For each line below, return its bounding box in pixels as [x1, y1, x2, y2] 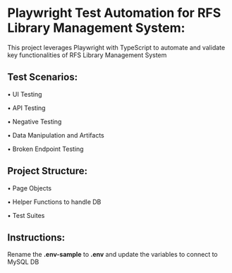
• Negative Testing [7, 117, 62, 126]
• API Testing [7, 104, 46, 112]
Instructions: [7, 231, 66, 243]
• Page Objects [7, 183, 51, 192]
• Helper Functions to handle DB [7, 198, 102, 206]
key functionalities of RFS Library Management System [7, 51, 167, 59]
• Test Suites [7, 211, 45, 219]
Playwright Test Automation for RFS [7, 5, 221, 21]
